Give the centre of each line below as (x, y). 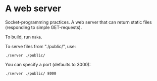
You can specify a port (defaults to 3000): (48, 64)
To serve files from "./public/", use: (41, 46)
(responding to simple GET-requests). (44, 27)
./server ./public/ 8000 (31, 73)
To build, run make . (24, 37)
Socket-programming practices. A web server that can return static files (78, 22)
